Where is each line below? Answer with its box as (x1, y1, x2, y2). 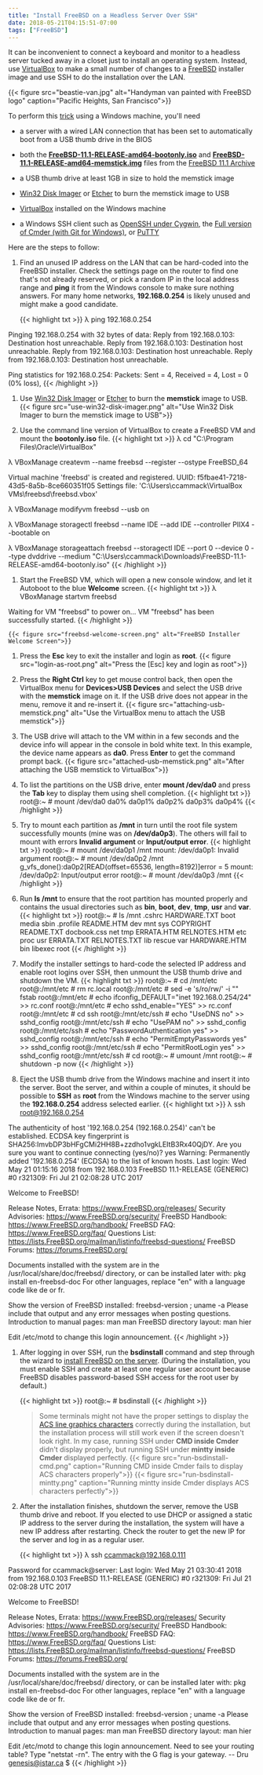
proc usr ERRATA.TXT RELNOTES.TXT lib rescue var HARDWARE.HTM (19, 935, 247, 946)
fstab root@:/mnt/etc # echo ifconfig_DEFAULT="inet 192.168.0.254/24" (19, 993, 252, 1002)
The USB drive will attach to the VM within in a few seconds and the (19, 731, 239, 742)
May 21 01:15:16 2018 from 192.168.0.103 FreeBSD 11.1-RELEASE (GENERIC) (8, 1165, 249, 1174)
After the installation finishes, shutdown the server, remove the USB (19, 1502, 239, 1511)
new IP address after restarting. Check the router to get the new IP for (19, 1527, 246, 1536)
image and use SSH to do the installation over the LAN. (8, 72, 186, 82)
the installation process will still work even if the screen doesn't (38, 1428, 245, 1438)
